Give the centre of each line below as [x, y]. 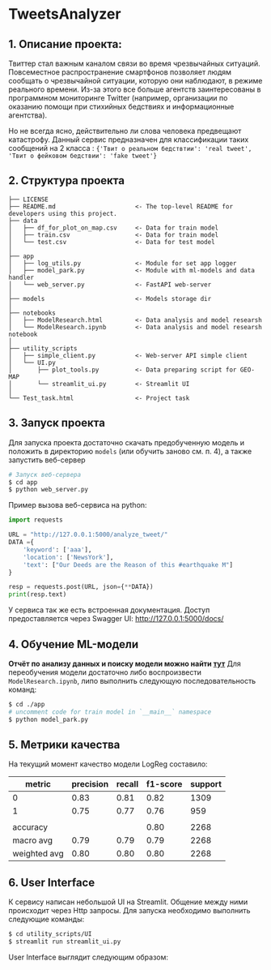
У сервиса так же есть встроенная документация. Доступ [109, 610]
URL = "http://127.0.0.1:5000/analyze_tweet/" [88, 535]
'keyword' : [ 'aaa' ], [57, 549]
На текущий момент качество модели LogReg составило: [108, 764]
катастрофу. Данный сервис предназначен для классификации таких [129, 139]
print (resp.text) [38, 594]
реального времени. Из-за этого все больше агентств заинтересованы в [135, 89]
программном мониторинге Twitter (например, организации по [118, 98]
